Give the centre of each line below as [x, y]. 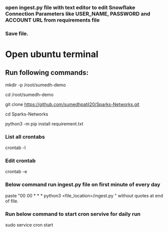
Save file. [17, 33]
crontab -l [16, 148]
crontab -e [16, 172]
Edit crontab [21, 161]
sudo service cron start [29, 225]
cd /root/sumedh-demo [29, 94]
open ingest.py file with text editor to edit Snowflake [70, 8]
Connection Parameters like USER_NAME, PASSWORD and [78, 14]
